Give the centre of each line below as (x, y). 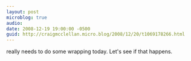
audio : (15, 23)
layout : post (23, 12)
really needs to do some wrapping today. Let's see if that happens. (89, 51)
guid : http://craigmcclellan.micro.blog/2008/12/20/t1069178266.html (96, 34)
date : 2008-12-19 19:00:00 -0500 (48, 29)
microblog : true (27, 18)
